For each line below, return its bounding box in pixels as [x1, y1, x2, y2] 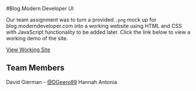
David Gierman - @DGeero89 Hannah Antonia [6, 78, 117, 85]
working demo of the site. [6, 35, 69, 41]
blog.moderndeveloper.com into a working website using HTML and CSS [6, 23, 182, 29]
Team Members [6, 63, 65, 73]
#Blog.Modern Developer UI [6, 5, 74, 12]
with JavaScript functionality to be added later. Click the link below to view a [6, 29, 191, 36]
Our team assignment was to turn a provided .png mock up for [6, 16, 157, 23]
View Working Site [6, 46, 51, 53]
